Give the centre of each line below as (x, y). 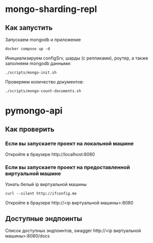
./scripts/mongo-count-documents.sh (43, 91)
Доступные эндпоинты (44, 218)
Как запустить (29, 28)
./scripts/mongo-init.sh (31, 72)
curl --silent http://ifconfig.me (41, 193)
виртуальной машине (33, 173)
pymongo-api (34, 111)
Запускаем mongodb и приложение (43, 39)
